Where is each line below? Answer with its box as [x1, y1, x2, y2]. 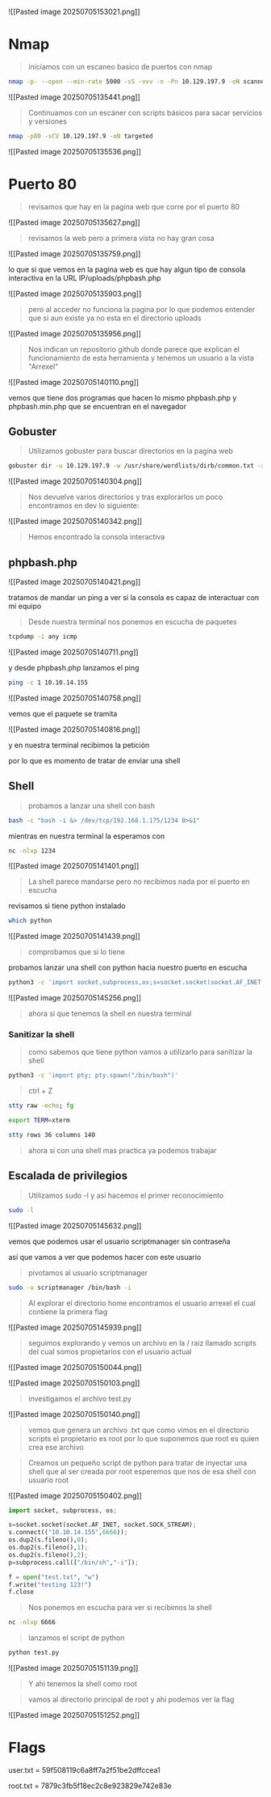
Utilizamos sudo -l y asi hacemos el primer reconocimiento [27, 1190, 224, 1200]
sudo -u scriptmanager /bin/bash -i [8, 1283, 131, 1292]
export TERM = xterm [8, 1116, 70, 1125]
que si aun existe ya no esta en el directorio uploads [27, 313, 202, 323]
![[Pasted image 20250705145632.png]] [8, 1220, 142, 1230]
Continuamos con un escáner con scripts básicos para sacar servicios [27, 108, 263, 117]
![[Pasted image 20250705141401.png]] [8, 861, 140, 871]
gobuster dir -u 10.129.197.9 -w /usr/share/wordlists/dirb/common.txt [8, 462, 254, 470]
